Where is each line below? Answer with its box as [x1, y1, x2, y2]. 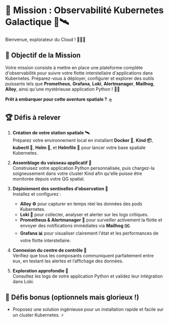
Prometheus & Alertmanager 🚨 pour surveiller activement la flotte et [20, 217, 162, 223]
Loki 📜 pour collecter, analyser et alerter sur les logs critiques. [20, 211, 149, 217]
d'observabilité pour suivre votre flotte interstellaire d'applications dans [5, 70, 153, 76]
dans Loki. [12, 278, 34, 285]
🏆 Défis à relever [5, 113, 61, 122]
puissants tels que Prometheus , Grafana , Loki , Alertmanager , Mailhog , [5, 80, 155, 86]
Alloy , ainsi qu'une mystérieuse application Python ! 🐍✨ [5, 86, 120, 92]
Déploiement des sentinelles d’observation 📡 [12, 186, 109, 192]
